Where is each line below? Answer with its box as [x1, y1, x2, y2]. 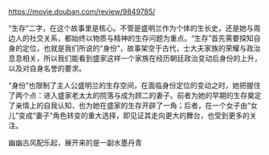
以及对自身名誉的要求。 [8, 63, 86, 73]
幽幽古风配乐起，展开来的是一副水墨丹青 [8, 138, 142, 147]
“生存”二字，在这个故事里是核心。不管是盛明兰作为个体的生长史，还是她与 [8, 23, 255, 33]
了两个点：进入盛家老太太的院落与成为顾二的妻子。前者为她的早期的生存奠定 [8, 91, 262, 100]
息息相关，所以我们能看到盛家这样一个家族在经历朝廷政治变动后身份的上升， [8, 54, 262, 63]
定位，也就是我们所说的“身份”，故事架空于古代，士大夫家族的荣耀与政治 [22, 43, 261, 53]
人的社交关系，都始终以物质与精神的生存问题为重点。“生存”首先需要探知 [14, 34, 255, 43]
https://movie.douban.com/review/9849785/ [8, 7, 156, 16]
